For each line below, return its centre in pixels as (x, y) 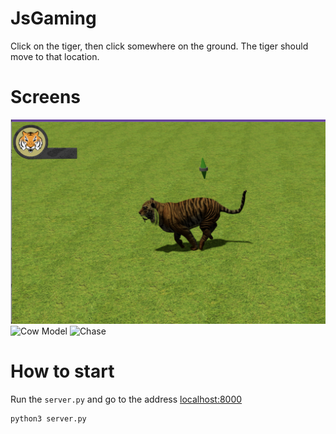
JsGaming (53, 18)
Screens (45, 97)
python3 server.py (48, 419)
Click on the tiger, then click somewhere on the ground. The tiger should (159, 46)
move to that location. (55, 56)
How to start (62, 371)
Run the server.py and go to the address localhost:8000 (126, 399)
